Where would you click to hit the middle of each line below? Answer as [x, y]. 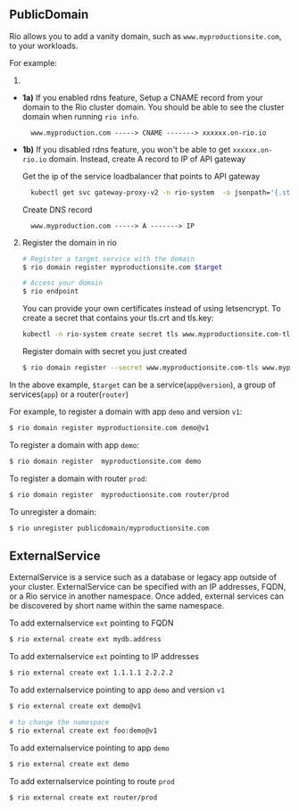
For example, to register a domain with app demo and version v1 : [126, 411]
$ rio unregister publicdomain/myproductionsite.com [109, 528]
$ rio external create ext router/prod [83, 798]
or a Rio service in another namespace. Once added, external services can [146, 596]
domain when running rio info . [81, 116]
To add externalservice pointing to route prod [92, 781]
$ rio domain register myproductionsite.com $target [122, 267]
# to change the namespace [59, 722]
